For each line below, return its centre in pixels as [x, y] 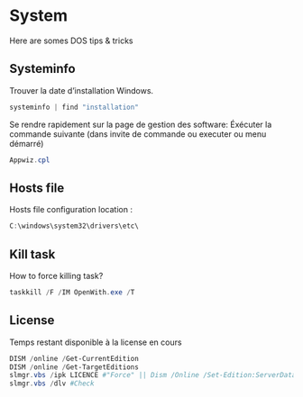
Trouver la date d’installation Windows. [82, 90]
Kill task [32, 254]
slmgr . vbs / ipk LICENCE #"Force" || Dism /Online [105, 375]
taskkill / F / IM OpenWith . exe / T [72, 293]
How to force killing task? [56, 276]
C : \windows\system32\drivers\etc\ [74, 226]
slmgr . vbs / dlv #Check [52, 383]
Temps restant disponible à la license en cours [96, 342]
